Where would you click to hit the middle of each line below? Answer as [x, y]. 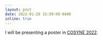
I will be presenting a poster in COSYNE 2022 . [51, 33]
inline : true [18, 19]
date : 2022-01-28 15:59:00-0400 [38, 14]
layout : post [18, 10]
